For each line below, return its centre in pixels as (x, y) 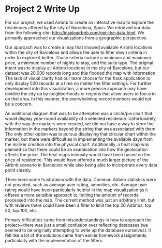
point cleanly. (18, 170)
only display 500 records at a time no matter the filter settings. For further (78, 83)
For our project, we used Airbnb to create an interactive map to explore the (79, 22)
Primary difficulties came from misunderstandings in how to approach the (78, 220)
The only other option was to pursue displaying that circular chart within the (81, 134)
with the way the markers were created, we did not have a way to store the (79, 124)
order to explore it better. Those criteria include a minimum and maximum (78, 57)
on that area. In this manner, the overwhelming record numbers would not (78, 99)
